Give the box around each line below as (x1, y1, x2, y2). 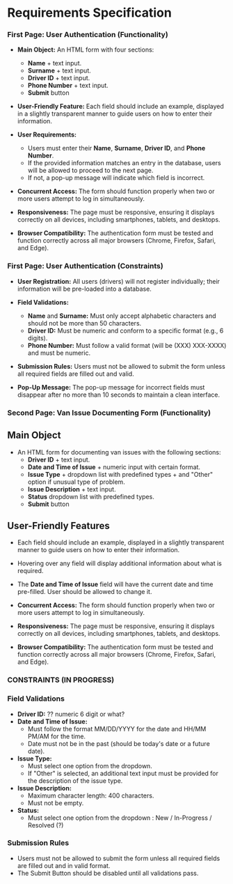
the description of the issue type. (27, 776, 123, 785)
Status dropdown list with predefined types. (27, 492, 154, 501)
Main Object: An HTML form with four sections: (17, 45, 154, 54)
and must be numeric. (27, 349, 91, 357)
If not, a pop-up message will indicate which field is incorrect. (27, 174, 205, 182)
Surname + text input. (27, 66, 92, 75)
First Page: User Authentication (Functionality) (7, 30, 168, 40)
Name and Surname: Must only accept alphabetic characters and (27, 312, 217, 320)
